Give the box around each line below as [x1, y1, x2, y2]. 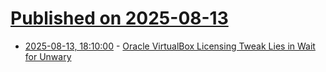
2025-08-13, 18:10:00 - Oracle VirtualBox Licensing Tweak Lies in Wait [24, 40, 316, 52]
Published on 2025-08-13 [10, 7, 229, 30]
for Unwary [24, 50, 72, 62]
